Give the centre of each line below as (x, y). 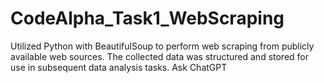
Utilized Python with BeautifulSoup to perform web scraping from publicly (162, 46)
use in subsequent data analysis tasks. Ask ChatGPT (119, 67)
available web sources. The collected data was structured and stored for (160, 56)
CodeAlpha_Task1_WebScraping (147, 18)
